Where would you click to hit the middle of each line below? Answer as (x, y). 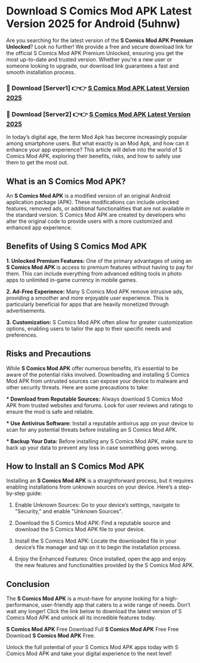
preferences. (22, 335)
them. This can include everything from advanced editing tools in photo (94, 273)
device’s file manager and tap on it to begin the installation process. (98, 547)
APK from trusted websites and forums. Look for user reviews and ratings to (100, 405)
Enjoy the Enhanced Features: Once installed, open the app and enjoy (100, 559)
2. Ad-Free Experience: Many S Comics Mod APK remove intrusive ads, (95, 291)
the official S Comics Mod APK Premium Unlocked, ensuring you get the (95, 53)
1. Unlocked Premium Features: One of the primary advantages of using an (99, 261)
